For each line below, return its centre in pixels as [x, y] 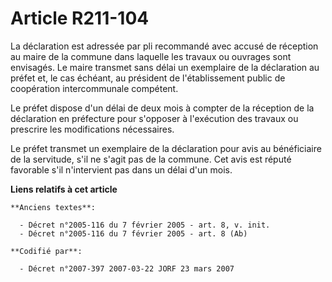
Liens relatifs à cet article [64, 189]
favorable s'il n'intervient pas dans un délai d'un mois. [121, 169]
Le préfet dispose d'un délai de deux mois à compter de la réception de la [162, 108]
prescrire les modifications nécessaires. [92, 129]
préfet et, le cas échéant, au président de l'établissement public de [148, 78]
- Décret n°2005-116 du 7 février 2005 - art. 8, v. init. [145, 225]
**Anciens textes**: [53, 207]
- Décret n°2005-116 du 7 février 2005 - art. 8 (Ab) [133, 233]
